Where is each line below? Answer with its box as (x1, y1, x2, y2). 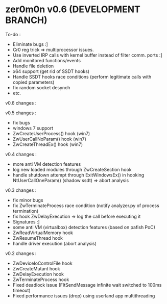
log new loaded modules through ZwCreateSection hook (12, 166, 132, 172)
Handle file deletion (12, 63, 54, 69)
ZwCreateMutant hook (12, 265, 60, 271)
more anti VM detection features (12, 161, 81, 167)
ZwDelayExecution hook (12, 271, 64, 277)
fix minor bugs (12, 197, 43, 203)
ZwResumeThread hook (12, 235, 63, 241)
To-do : (5, 31, 21, 37)
